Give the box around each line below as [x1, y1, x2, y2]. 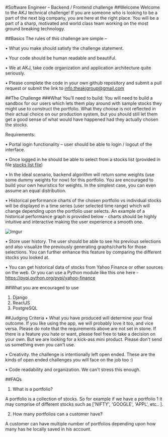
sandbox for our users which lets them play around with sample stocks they [5, 100, 162, 106]
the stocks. [5, 122, 29, 128]
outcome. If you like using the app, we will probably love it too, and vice [5, 320, 153, 326]
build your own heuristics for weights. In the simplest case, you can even [5, 182, 156, 188]
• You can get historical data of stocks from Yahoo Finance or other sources [5, 264, 163, 270]
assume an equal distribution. [5, 188, 66, 194]
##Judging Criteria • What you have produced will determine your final [5, 315, 152, 321]
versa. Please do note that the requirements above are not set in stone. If [5, 326, 156, 332]
